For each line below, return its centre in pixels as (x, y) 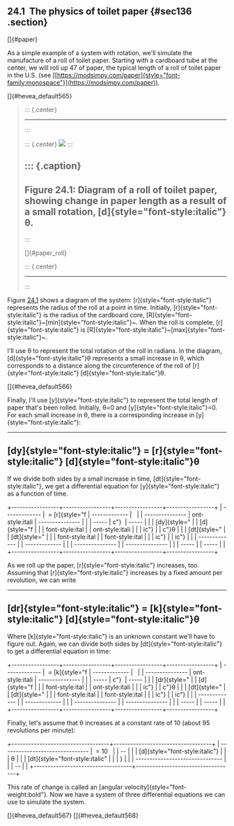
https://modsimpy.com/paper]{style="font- (118, 75)
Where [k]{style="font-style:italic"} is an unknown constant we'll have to (111, 636)
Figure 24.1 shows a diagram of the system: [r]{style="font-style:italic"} (110, 300)
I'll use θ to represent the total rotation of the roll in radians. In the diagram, (115, 351)
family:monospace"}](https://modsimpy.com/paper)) (83, 82)
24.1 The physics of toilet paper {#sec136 (100, 12)
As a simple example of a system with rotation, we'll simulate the (100, 52)
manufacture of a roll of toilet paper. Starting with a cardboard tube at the (112, 60)
